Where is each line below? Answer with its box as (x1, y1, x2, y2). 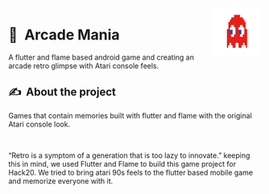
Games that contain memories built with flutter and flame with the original (8, 110, 252, 120)
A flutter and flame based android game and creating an (8, 52, 195, 62)
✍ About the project (8, 85, 117, 99)
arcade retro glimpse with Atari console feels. (8, 60, 159, 70)
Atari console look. (8, 119, 71, 129)
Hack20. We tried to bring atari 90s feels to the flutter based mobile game (8, 167, 254, 177)
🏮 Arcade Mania (8, 26, 120, 44)
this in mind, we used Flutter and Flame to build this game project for (8, 159, 236, 168)
